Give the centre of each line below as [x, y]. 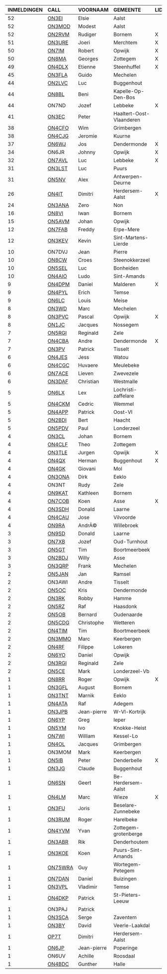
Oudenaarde [128, 614]
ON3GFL [58, 687]
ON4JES [58, 357]
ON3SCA [58, 917]
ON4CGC [58, 365]
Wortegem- [127, 864]
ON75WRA [60, 868]
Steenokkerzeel [132, 260]
